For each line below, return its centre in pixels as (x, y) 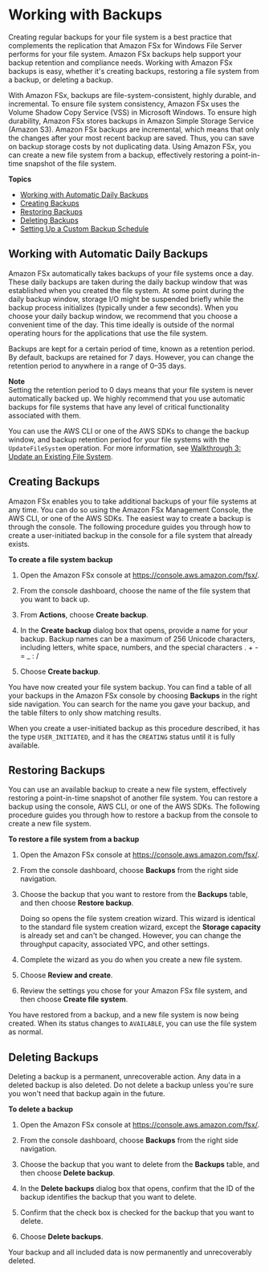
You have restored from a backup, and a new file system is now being (124, 1015)
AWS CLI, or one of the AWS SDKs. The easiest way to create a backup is (130, 518)
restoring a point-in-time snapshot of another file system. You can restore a (133, 798)
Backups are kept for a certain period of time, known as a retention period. (132, 349)
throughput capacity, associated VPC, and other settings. (115, 944)
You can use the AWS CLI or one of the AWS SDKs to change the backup (129, 430)
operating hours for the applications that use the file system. (108, 333)
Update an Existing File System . (61, 456)
